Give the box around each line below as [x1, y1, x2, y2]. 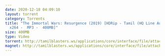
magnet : [5, 43, 21, 48]
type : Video [5, 35, 29, 39]
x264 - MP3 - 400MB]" [9, 25, 58, 30]
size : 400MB [5, 30, 29, 35]
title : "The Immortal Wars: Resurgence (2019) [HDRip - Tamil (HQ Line [5, 20, 155, 26]
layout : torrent [5, 12, 38, 17]
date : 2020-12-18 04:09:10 [5, 7, 60, 12]
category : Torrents [5, 16, 45, 21]
